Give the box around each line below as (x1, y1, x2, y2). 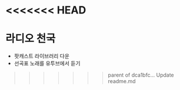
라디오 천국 (5, 32, 56, 46)
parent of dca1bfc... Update (108, 71, 174, 79)
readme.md (108, 78, 136, 85)
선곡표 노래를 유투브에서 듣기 (14, 60, 81, 67)
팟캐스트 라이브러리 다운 (14, 53, 70, 60)
